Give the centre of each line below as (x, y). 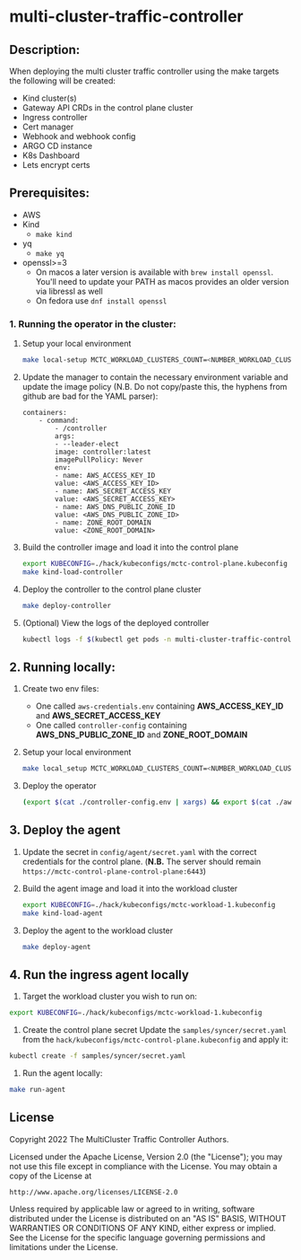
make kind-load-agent (62, 913)
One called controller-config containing (111, 726)
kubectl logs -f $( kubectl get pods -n (97, 639)
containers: (44, 412)
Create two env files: (60, 689)
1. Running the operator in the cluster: (93, 323)
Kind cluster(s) (50, 98)
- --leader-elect (87, 444)
